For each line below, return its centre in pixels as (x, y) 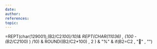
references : (17, 18)
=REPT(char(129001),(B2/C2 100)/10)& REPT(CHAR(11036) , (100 (69, 37)
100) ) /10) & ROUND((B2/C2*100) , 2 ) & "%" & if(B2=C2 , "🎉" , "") (86, 42)
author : (13, 14)
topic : (12, 23)
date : (10, 9)
